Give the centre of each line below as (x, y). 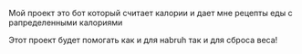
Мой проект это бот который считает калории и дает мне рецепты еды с (151, 13)
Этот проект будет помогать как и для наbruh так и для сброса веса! (143, 40)
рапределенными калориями (66, 22)
